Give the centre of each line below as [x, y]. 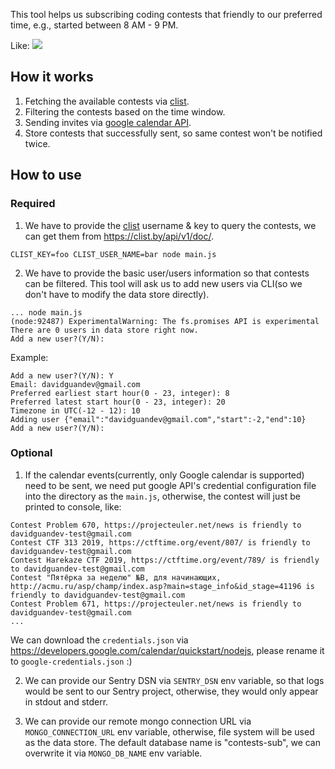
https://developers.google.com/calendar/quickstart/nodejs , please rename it [167, 650]
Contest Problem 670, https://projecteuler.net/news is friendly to [156, 525]
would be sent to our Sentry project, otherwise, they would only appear [171, 691]
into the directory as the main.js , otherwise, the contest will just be [162, 496]
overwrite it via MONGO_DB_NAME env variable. [113, 753]
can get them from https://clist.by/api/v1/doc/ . [119, 236]
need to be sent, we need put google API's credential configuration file [170, 485]
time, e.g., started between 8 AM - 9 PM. [94, 25]
